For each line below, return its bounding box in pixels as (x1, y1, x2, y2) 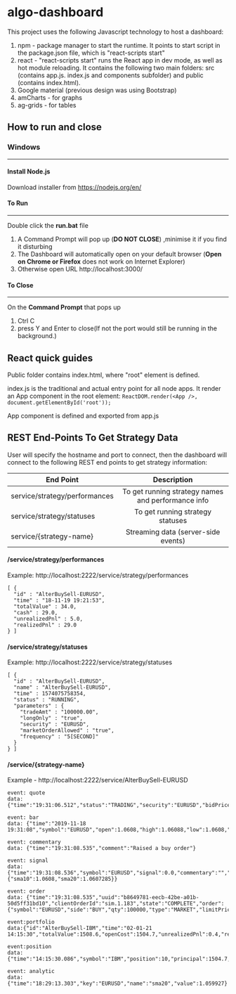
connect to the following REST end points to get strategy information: (7, 458, 207, 466)
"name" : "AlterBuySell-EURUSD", (13, 684, 112, 691)
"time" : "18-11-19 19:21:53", (13, 597, 105, 605)
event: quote (7, 789, 46, 796)
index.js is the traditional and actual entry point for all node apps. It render (7, 385, 221, 393)
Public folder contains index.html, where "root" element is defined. (7, 370, 200, 380)
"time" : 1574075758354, (13, 690, 86, 697)
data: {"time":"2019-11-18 (7, 820, 86, 827)
